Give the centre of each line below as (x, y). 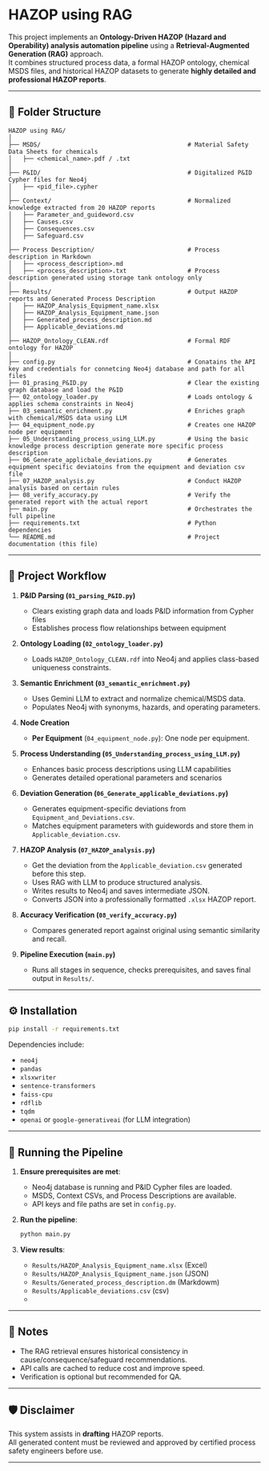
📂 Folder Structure (55, 113)
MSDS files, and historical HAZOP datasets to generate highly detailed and (132, 70)
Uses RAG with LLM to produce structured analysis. (117, 882)
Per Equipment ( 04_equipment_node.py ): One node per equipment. (141, 738)
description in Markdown (50, 257)
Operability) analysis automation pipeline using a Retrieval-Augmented (129, 45)
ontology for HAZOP (41, 348)
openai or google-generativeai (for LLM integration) (105, 1119)
